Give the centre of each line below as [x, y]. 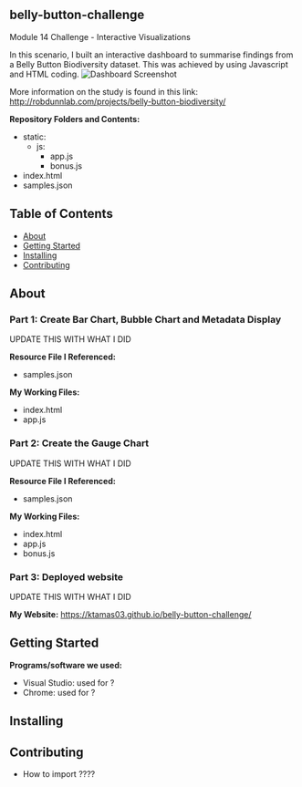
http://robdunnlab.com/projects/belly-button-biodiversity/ [118, 101]
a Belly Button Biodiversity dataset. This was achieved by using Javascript [149, 64]
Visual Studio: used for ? [68, 682]
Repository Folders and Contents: [75, 119]
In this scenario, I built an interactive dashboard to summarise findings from [151, 55]
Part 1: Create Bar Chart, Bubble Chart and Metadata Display [146, 319]
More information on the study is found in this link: [104, 91]
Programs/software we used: [66, 665]
